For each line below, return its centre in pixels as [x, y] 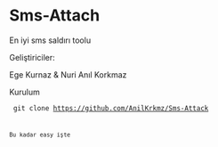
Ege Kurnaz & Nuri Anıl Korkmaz [68, 74]
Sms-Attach [55, 16]
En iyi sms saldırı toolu [50, 40]
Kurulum [24, 92]
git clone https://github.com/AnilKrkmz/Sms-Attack [111, 108]
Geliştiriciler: [32, 57]
